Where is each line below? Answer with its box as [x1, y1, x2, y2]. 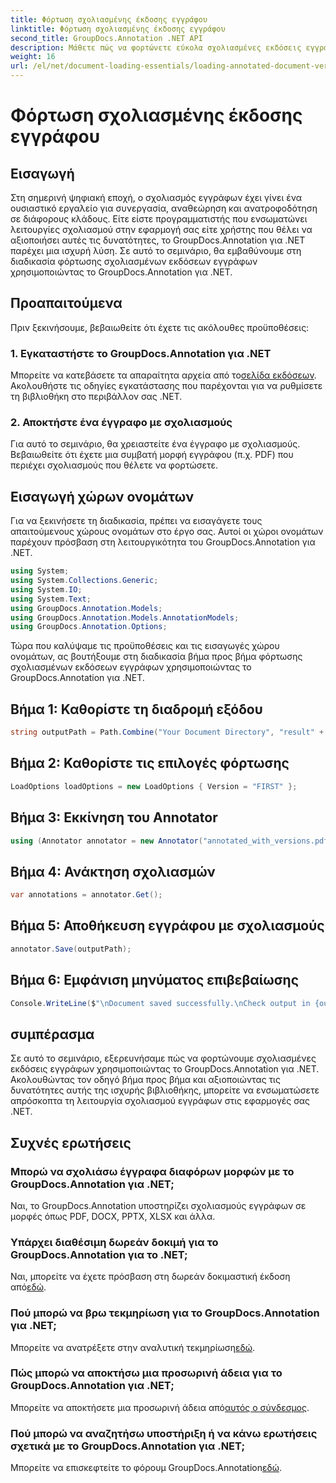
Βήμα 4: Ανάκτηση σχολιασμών [10, 863, 216, 880]
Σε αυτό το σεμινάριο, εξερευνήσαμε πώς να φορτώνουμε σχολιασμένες [10, 1052, 317, 1065]
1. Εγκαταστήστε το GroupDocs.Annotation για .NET [10, 346, 272, 360]
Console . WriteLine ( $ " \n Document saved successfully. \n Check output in [10, 998, 311, 1008]
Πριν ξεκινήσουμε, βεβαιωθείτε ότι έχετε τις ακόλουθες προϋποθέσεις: [10, 321, 310, 333]
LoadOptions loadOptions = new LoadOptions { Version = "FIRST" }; [10, 781, 298, 791]
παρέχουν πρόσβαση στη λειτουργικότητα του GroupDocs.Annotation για [10, 536, 316, 548]
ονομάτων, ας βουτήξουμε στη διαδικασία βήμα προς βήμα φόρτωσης [10, 651, 303, 663]
